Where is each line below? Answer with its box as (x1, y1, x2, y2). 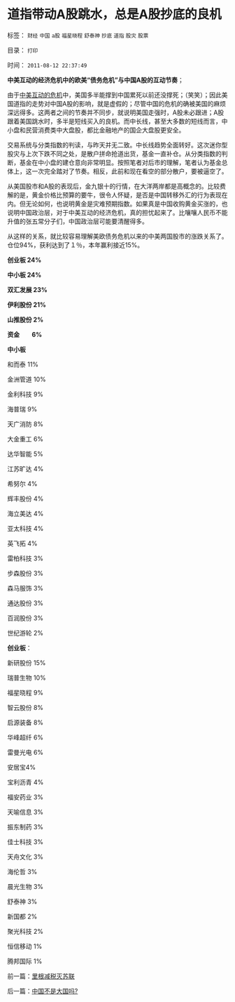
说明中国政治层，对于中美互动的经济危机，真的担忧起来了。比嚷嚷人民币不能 (7, 208, 228, 216)
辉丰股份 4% (7, 494, 44, 503)
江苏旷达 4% (7, 464, 44, 473)
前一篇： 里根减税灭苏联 (7, 972, 75, 980)
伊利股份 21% (7, 300, 47, 309)
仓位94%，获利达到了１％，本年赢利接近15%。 (7, 240, 144, 249)
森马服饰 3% (7, 584, 44, 592)
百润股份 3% (7, 614, 44, 622)
